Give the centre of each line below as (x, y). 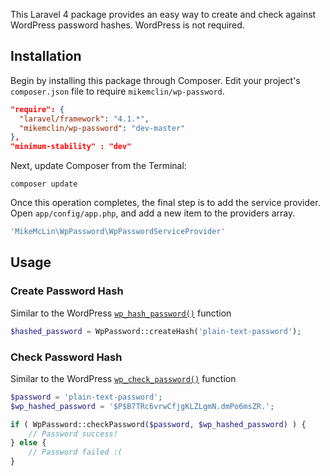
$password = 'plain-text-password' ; (86, 397)
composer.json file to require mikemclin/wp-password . (117, 91)
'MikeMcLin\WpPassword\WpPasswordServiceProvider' (118, 232)
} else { (28, 443)
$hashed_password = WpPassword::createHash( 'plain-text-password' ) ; (156, 331)
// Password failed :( (75, 452)
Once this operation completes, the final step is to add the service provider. (165, 203)
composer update (44, 184)
